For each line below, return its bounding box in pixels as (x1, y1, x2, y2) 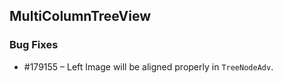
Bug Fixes (9, 38, 59, 52)
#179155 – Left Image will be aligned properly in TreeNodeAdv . (23, 60, 274, 73)
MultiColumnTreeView (9, 8, 151, 25)
